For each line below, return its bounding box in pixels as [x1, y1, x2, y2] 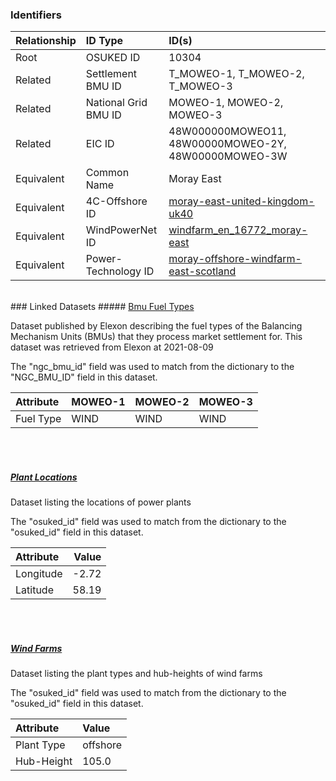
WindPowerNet [85, 223, 158, 237]
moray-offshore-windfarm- [168, 252, 302, 266]
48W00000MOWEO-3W [168, 149, 288, 163]
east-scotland [168, 264, 237, 278]
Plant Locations [10, 471, 78, 483]
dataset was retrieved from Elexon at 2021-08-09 [10, 341, 214, 353]
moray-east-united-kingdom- [168, 194, 315, 208]
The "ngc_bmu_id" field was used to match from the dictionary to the [10, 361, 295, 373]
